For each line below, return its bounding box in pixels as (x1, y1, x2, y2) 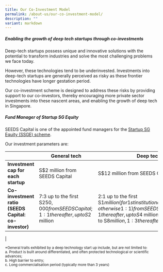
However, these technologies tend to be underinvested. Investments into (5, 68, 150, 73)
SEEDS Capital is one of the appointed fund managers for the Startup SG (5, 127, 150, 132)
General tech (50, 153, 81, 160)
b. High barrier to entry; (5, 258, 45, 263)
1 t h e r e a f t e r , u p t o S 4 (98, 211, 143, 218)
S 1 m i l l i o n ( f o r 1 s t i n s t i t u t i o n (98, 199, 158, 206)
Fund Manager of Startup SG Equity (5, 114, 79, 120)
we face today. (5, 58, 35, 64)
